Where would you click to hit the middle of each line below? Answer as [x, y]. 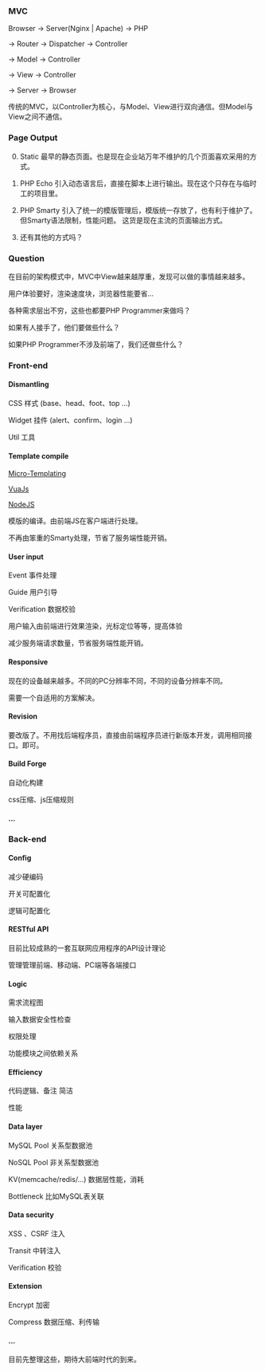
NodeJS [21, 505]
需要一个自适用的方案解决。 [54, 697]
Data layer [25, 1126]
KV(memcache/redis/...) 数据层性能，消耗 [76, 1179]
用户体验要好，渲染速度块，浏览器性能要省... [81, 294]
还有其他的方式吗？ [51, 237]
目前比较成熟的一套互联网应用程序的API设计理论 [87, 947]
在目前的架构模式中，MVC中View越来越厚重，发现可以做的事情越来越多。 [129, 276]
